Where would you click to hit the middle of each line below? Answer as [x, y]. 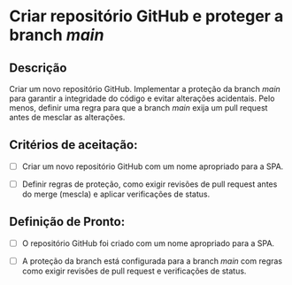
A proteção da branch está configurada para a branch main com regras [152, 261]
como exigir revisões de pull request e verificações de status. [134, 271]
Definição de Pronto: [67, 222]
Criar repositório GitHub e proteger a [146, 16]
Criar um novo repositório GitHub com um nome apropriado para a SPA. [153, 166]
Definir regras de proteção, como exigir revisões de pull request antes [150, 184]
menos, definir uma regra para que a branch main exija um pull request [138, 108]
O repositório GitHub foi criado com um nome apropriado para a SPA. [148, 243]
